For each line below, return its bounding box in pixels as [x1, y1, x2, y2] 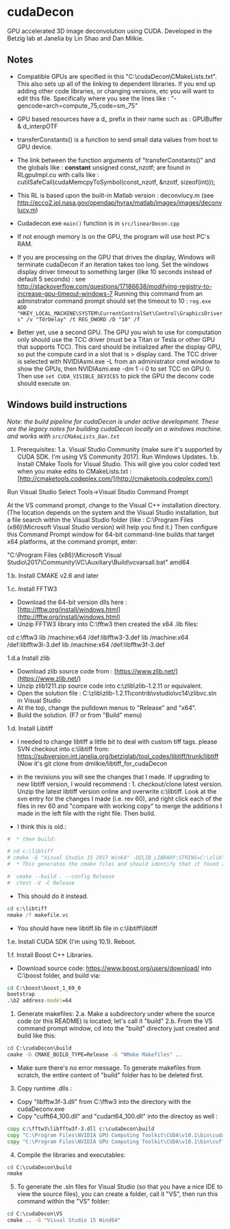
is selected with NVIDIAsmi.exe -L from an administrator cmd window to [16, 357, 220, 365]
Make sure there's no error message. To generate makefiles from [16, 1064, 201, 1072]
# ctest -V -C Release [7, 880, 75, 886]
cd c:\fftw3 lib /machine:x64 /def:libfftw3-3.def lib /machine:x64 [7, 633, 189, 641]
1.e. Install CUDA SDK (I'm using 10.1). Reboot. [7, 937, 136, 945]
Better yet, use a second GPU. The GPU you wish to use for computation [16, 328, 222, 336]
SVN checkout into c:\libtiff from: [16, 744, 110, 753]
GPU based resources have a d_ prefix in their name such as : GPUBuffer [16, 115, 223, 123]
